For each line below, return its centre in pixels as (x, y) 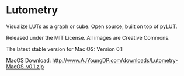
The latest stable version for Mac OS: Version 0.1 (64, 49)
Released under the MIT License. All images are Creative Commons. (88, 37)
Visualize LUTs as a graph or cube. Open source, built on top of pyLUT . (92, 26)
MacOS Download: (29, 60)
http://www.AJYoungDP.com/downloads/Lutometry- (115, 60)
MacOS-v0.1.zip (25, 66)
